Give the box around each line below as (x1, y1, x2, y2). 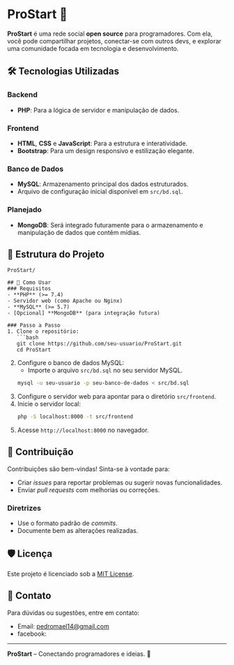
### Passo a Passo (7, 322, 61, 329)
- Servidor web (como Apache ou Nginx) (7, 297, 123, 305)
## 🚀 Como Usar (7, 279, 52, 286)
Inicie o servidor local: (17, 400, 81, 408)
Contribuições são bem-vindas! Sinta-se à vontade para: (7, 464, 170, 473)
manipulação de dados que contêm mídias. (17, 228, 141, 236)
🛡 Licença (7, 548, 53, 559)
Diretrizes (7, 503, 42, 513)
